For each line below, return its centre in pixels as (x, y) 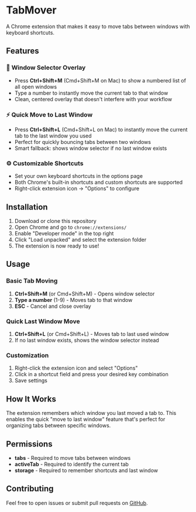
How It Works (31, 399)
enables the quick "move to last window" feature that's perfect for (86, 420)
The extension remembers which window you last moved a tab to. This (91, 413)
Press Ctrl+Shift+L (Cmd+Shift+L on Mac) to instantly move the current (101, 129)
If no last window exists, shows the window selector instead (87, 341)
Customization (27, 355)
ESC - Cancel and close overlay (53, 306)
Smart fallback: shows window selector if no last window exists (91, 148)
